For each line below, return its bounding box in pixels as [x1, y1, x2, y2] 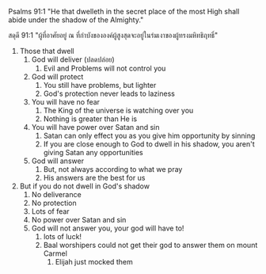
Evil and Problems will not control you [43, 63, 166, 73]
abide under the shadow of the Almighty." [8, 15, 144, 25]
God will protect [31, 72, 84, 82]
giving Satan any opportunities [43, 148, 144, 157]
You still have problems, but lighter [43, 81, 157, 89]
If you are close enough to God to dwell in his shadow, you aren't [43, 139, 255, 149]
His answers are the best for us [43, 173, 146, 182]
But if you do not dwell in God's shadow [19, 181, 150, 191]
